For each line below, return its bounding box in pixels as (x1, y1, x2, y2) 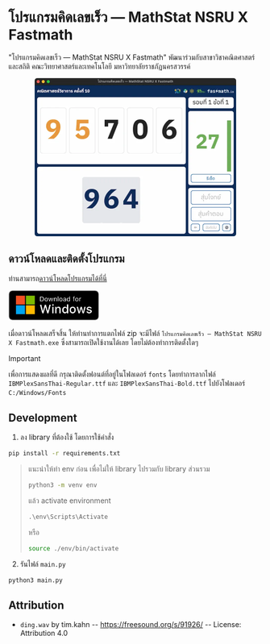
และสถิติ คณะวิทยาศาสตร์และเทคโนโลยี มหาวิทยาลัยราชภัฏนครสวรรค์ (8, 61, 191, 71)
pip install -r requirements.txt (8, 450, 121, 458)
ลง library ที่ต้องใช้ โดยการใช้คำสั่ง (19, 432, 114, 442)
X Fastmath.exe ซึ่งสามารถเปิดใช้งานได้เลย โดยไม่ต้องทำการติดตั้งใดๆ (8, 338, 199, 347)
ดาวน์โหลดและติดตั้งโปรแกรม (8, 252, 125, 266)
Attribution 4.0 (19, 629, 69, 638)
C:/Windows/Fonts (8, 389, 67, 397)
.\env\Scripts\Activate (27, 513, 109, 521)
